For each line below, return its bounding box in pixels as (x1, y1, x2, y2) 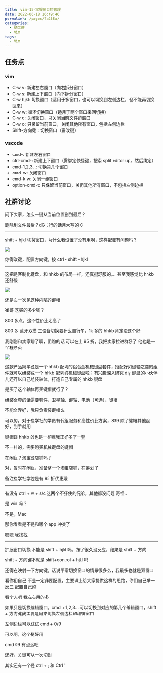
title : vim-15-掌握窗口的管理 (5, 7, 61, 12)
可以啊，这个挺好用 (5, 631, 44, 637)
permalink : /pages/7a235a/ (5, 16, 60, 21)
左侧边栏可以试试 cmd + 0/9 (5, 621, 62, 627)
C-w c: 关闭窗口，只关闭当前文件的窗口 (12, 115, 91, 121)
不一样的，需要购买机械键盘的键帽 (5, 444, 73, 450)
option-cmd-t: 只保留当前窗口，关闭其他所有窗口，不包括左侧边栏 (12, 182, 144, 188)
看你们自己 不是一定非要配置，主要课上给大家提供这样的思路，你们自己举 (5, 577, 151, 583)
